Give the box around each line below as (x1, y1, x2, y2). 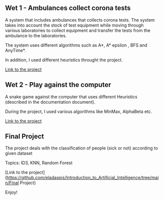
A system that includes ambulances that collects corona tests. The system (5, 17, 155, 23)
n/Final (5, 180, 19, 186)
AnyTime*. (5, 47, 26, 53)
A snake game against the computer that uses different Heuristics (5, 93, 138, 100)
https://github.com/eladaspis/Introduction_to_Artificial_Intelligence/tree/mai (6, 174, 159, 181)
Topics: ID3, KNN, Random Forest (5, 160, 72, 166)
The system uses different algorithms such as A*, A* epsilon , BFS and (5, 42, 148, 48)
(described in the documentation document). (5, 99, 95, 105)
